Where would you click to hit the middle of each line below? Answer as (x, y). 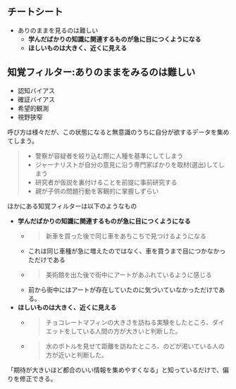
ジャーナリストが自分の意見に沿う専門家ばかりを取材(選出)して (126, 164)
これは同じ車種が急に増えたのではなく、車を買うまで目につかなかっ (127, 251)
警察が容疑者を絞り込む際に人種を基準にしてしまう (109, 156)
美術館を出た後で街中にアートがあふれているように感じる (129, 274)
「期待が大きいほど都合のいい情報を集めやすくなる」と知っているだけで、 (115, 370)
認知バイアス (36, 90)
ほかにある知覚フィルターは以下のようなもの (72, 206)
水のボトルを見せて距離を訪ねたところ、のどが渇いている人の (135, 346)
